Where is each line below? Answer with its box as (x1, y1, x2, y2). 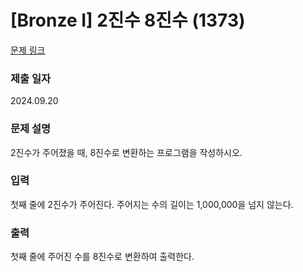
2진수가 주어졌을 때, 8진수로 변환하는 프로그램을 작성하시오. (10, 146, 243, 158)
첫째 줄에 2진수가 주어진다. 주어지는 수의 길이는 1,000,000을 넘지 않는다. (10, 198, 294, 210)
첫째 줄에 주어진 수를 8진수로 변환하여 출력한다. (10, 251, 195, 263)
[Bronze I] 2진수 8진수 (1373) (10, 9, 246, 32)
